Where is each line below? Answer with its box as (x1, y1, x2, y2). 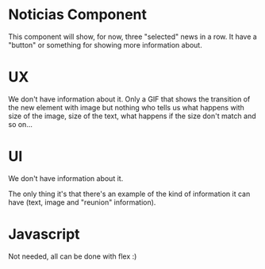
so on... (8, 119, 33, 129)
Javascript (8, 225, 81, 243)
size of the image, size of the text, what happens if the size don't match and (8, 111, 256, 121)
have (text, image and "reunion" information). (8, 197, 156, 207)
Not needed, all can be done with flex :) (8, 252, 137, 261)
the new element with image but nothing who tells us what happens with (8, 102, 244, 112)
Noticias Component (8, 6, 148, 24)
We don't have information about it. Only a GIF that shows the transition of (8, 94, 251, 104)
